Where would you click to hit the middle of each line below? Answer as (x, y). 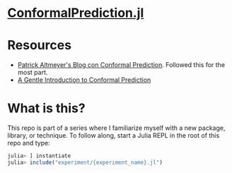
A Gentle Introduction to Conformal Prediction (84, 80)
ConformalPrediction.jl (76, 13)
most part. (33, 73)
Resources (40, 46)
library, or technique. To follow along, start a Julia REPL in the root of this (114, 136)
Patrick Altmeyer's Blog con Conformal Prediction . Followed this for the (121, 65)
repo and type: (29, 143)
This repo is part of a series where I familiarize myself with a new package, (116, 128)
